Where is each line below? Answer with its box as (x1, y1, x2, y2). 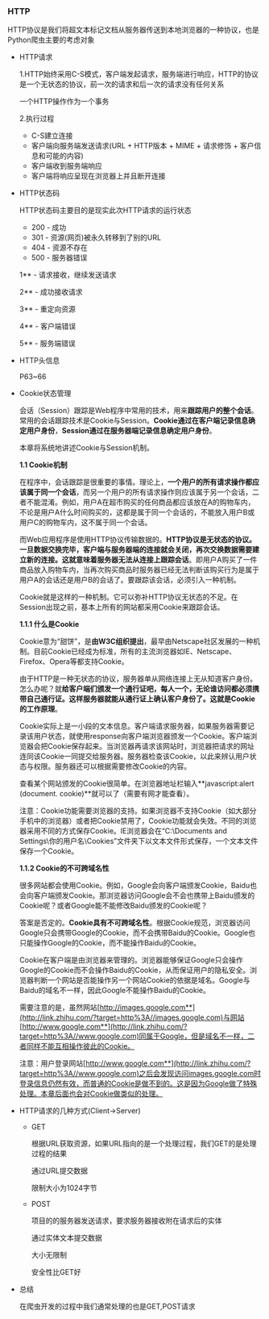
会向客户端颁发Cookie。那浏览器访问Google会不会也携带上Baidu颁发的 (19, 891, 255, 900)
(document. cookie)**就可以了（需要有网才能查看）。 (19, 789, 194, 799)
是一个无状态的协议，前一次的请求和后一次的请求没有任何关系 (19, 79, 225, 90)
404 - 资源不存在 (31, 243, 88, 253)
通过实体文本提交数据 (31, 1233, 102, 1243)
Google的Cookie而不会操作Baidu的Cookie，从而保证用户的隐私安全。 (19, 966, 250, 975)
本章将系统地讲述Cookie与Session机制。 (19, 443, 155, 453)
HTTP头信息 (19, 356, 60, 365)
